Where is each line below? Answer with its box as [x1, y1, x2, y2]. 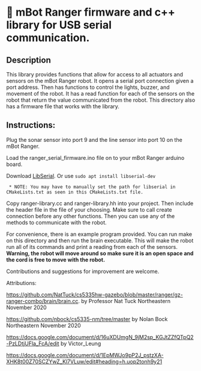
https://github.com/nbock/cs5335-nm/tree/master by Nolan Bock [6, 315, 168, 322]
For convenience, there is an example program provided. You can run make [6, 230, 193, 238]
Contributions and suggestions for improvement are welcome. [6, 268, 160, 275]
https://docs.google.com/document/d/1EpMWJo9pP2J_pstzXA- [6, 351, 164, 358]
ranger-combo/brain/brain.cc [6, 297, 79, 304]
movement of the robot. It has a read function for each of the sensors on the [6, 90, 195, 97]
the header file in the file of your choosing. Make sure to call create [6, 206, 172, 213]
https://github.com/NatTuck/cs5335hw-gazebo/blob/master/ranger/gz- [6, 291, 183, 298]
